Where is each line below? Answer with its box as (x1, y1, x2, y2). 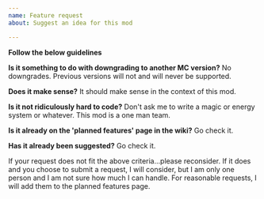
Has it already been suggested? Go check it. (8, 141, 156, 150)
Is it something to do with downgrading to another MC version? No (8, 62, 231, 72)
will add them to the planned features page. (8, 181, 151, 190)
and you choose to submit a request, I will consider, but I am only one (8, 164, 235, 174)
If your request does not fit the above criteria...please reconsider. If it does (8, 156, 251, 166)
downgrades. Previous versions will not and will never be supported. (8, 71, 231, 81)
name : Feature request (8, 11, 83, 20)
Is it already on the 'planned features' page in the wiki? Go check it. (8, 126, 234, 135)
